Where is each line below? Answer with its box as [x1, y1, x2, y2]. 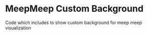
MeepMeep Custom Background [5, 3, 143, 14]
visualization [5, 24, 31, 30]
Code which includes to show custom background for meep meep [5, 19, 142, 25]
